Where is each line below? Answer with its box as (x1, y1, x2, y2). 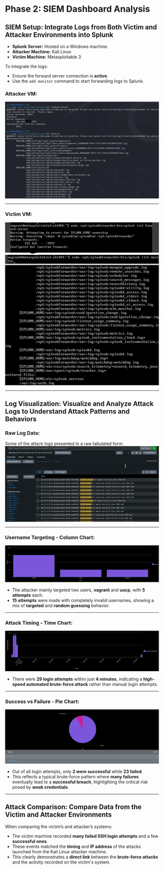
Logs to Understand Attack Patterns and (5, 407, 130, 415)
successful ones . (12, 838, 48, 844)
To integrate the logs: (5, 64, 48, 69)
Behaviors (5, 415, 37, 423)
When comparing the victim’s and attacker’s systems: (5, 823, 112, 829)
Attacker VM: (5, 90, 38, 97)
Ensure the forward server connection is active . (12, 73, 108, 79)
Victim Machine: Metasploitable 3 (12, 54, 82, 60)
